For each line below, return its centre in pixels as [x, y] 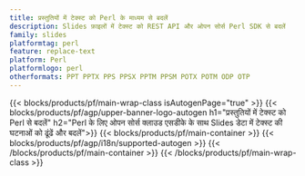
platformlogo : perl [46, 69]
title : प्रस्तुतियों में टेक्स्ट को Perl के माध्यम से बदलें [89, 18]
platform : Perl [38, 60]
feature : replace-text [52, 52]
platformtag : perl [44, 43]
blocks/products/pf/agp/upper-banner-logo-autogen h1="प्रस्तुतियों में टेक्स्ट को [148, 112]
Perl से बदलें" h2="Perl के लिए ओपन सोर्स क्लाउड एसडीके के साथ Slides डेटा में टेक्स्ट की [146, 122]
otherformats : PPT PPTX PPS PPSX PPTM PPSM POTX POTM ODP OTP [130, 77]
